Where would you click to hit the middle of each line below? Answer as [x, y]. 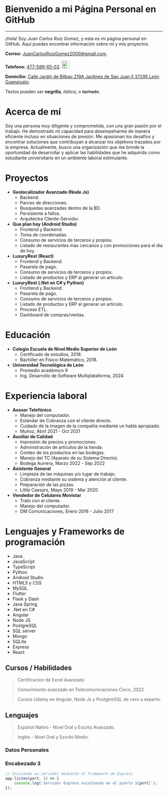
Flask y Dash [25, 599]
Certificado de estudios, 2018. [51, 354]
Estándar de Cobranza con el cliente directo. [66, 420]
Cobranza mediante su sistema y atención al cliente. [73, 479]
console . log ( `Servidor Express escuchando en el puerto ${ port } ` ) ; [86, 783]
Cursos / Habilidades [38, 668]
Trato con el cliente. [40, 500]
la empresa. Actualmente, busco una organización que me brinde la [75, 147]
